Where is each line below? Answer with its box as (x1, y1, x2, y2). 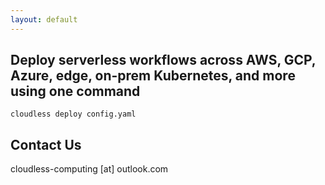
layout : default (10, 14, 78, 25)
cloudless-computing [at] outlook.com (10, 163, 169, 175)
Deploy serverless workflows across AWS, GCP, (10, 52, 317, 69)
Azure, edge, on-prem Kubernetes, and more (10, 67, 296, 85)
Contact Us (10, 136, 82, 153)
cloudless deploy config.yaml (10, 109, 137, 120)
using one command (10, 83, 141, 100)
